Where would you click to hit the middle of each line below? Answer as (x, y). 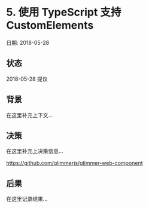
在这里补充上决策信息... (35, 151)
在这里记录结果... (27, 199)
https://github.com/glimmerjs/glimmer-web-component (74, 163)
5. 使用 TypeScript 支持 (64, 12)
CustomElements (50, 25)
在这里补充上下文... (30, 115)
